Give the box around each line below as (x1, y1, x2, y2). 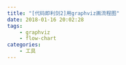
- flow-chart (19, 35, 57, 42)
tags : (7, 22, 23, 29)
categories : (7, 41, 41, 48)
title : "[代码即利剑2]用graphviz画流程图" (7, 9, 120, 17)
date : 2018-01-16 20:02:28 (7, 16, 84, 23)
